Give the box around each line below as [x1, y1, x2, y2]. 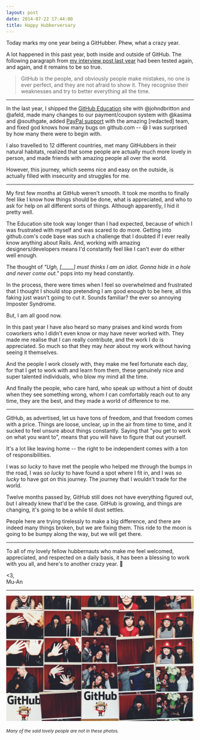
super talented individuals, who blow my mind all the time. [6, 373, 149, 380]
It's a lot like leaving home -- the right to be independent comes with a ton [6, 445, 188, 452]
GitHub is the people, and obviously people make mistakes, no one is [20, 75, 190, 82]
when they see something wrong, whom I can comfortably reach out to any [6, 391, 190, 398]
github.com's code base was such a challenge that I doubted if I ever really [6, 233, 190, 240]
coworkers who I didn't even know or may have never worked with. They [6, 330, 185, 337]
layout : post [6, 10, 39, 16]
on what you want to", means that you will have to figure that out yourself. [6, 433, 187, 441]
